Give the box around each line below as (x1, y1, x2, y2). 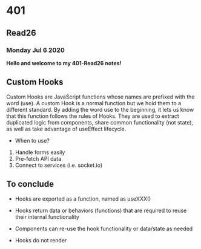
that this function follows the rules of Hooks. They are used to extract (6, 112, 180, 120)
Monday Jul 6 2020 (6, 46, 65, 54)
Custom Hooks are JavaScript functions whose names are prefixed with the (6, 93, 195, 100)
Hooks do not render (15, 236, 67, 244)
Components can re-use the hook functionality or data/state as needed (15, 225, 193, 232)
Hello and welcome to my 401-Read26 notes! (6, 59, 122, 66)
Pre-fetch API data (15, 155, 62, 162)
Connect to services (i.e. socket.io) (15, 161, 103, 169)
